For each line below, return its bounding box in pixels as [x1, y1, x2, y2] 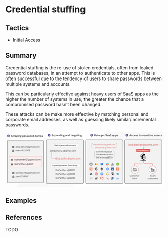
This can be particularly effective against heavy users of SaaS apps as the [5, 91, 159, 97]
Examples [5, 196, 37, 205]
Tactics [5, 24, 29, 32]
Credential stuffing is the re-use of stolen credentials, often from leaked [5, 64, 154, 71]
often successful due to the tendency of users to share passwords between [5, 75, 162, 82]
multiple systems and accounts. [5, 81, 71, 87]
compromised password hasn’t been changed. [5, 101, 102, 107]
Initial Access [12, 37, 40, 43]
